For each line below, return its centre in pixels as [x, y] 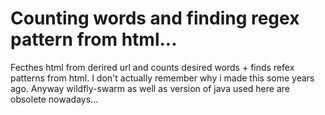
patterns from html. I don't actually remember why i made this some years [162, 78]
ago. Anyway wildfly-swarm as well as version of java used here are [150, 88]
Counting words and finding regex [155, 18]
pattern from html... [94, 39]
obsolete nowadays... [54, 99]
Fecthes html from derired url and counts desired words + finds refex [152, 67]
